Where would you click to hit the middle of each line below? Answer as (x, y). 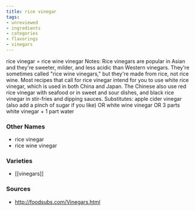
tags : (13, 17)
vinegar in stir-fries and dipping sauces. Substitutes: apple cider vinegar (94, 98)
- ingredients (24, 28)
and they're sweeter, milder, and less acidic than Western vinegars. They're (98, 67)
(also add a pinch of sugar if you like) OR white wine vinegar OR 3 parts (93, 105)
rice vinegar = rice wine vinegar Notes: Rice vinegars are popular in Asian (96, 61)
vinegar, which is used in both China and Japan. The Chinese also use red (96, 86)
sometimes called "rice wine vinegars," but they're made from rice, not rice (97, 74)
